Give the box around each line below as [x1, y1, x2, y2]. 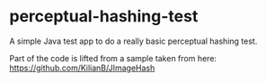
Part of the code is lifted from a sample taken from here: [9, 53, 217, 63]
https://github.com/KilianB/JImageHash [9, 62, 155, 73]
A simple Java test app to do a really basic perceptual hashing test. [9, 36, 258, 46]
